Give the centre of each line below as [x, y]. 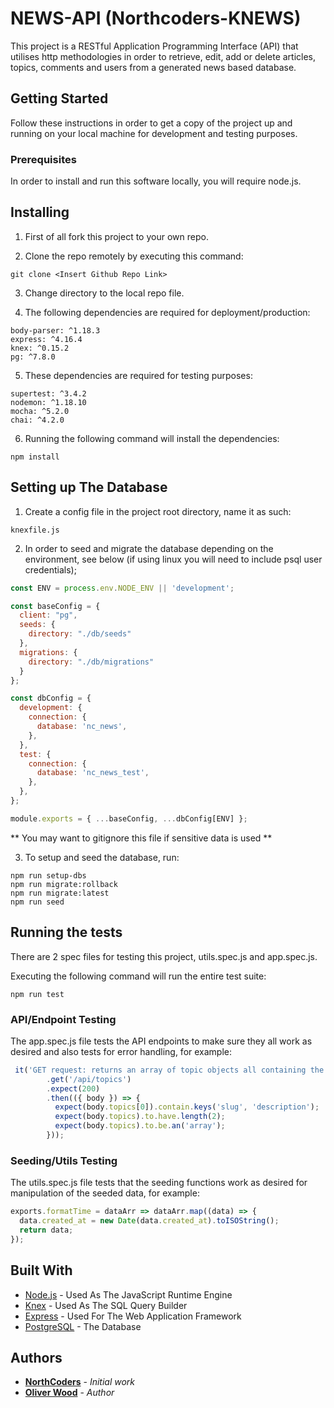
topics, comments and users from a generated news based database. [153, 67]
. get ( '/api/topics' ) [89, 1079]
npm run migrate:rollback [64, 884]
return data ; [46, 1230]
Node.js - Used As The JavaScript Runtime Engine [128, 1294]
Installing [40, 212]
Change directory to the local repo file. [104, 293]
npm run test [37, 994]
